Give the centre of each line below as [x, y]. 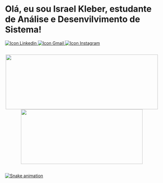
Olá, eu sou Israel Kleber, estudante [78, 9]
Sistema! [23, 30]
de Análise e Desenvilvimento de [72, 19]
